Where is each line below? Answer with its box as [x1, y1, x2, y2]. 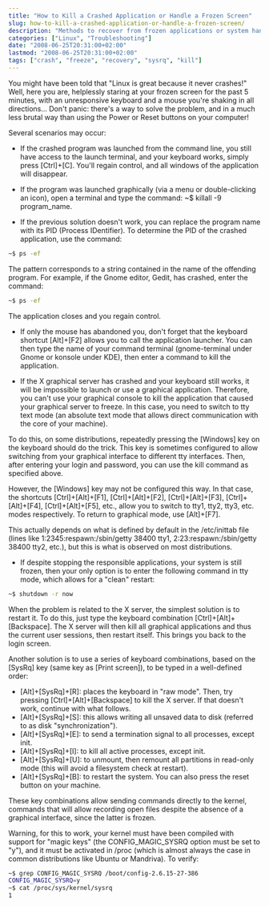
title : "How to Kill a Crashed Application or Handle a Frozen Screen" [8, 11, 252, 20]
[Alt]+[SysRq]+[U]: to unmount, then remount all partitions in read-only [19, 755, 255, 764]
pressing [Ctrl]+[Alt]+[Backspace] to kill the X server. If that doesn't [19, 695, 244, 705]
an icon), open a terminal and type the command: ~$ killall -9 [19, 193, 222, 203]
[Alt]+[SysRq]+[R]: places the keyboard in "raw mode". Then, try [19, 687, 234, 696]
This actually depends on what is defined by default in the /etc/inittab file [8, 525, 250, 534]
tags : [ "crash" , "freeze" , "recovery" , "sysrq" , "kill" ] [8, 57, 203, 65]
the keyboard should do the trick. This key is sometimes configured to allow [8, 442, 259, 453]
